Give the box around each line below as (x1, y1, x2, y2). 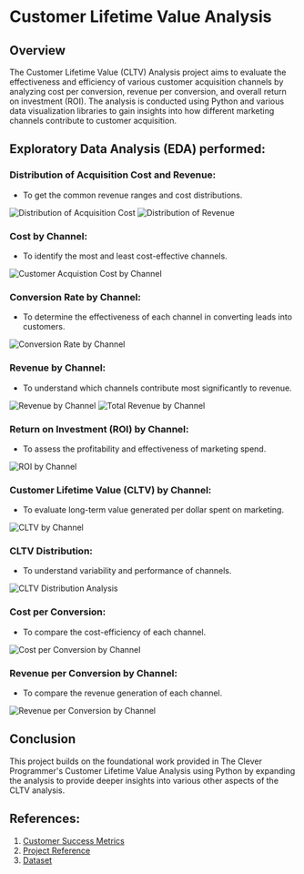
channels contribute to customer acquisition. (9, 116, 177, 126)
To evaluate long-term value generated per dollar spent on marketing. (22, 504, 285, 515)
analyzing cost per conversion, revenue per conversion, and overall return (9, 86, 287, 97)
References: (9, 811, 80, 827)
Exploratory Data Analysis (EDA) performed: (9, 141, 266, 157)
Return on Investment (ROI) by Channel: (9, 422, 189, 435)
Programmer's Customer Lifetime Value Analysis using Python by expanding (9, 765, 296, 776)
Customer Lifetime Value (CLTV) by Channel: (9, 483, 212, 496)
